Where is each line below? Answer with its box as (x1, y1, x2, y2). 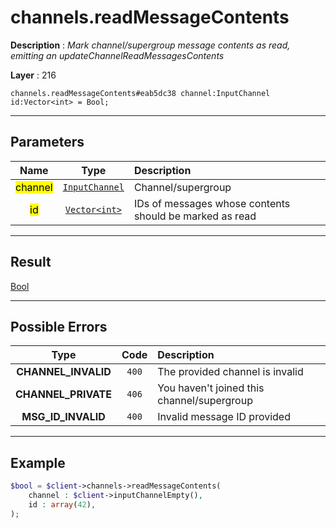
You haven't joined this (157, 381, 265, 395)
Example (10, 454, 66, 471)
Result (10, 254, 52, 271)
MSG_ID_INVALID (21, 410, 106, 424)
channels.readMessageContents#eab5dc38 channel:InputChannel (10, 88, 271, 98)
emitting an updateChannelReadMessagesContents (10, 49, 225, 61)
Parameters (10, 134, 85, 151)
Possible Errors (10, 318, 108, 335)
